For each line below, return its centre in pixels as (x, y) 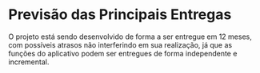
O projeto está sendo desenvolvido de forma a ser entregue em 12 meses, (130, 36)
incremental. (29, 62)
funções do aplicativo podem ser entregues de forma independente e (123, 53)
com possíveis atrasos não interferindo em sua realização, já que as (120, 44)
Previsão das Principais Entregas (120, 15)
